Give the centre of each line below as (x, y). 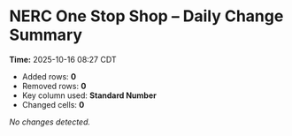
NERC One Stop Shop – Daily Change (146, 16)
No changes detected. (50, 122)
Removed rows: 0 (54, 86)
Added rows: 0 (49, 76)
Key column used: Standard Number (89, 95)
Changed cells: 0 (53, 104)
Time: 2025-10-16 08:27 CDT (63, 59)
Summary (46, 35)
